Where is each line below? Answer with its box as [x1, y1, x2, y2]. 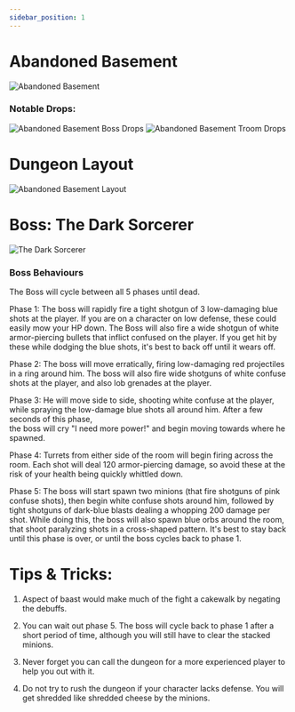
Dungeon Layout [9, 155, 134, 174]
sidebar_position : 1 [9, 12, 86, 22]
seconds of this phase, [9, 414, 93, 425]
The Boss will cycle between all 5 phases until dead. [9, 286, 200, 298]
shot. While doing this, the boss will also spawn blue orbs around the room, [9, 515, 284, 525]
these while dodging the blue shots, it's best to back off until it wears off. [9, 341, 276, 352]
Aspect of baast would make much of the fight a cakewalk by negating [21, 593, 281, 604]
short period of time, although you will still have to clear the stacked [21, 629, 271, 640]
